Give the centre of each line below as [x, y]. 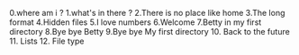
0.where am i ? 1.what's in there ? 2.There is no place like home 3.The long [147, 13]
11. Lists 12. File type [47, 41]
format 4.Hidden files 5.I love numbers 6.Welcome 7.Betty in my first [136, 22]
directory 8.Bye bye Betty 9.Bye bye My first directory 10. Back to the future [149, 31]
